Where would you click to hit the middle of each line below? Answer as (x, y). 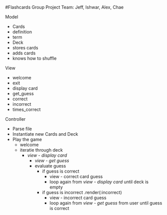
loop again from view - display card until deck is (99, 182)
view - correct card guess (76, 176)
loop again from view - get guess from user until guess (106, 203)
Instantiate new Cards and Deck (45, 134)
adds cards (24, 53)
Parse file (22, 129)
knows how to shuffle (34, 58)
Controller (15, 119)
